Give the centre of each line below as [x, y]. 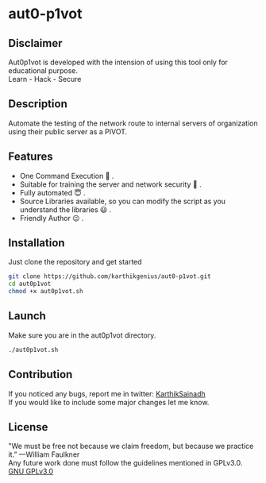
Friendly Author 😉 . [52, 218]
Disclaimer [35, 43]
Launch [27, 316]
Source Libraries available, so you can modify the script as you [123, 201]
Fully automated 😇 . [52, 192]
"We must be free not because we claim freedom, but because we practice [131, 446]
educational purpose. [43, 71]
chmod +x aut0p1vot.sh [46, 292]
